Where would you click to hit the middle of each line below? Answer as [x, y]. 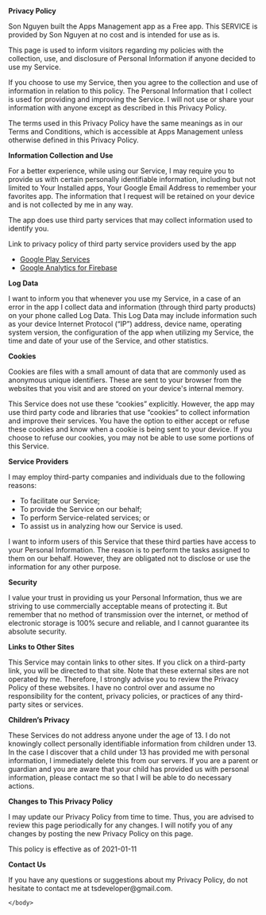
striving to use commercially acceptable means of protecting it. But [118, 606]
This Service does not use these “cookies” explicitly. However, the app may [132, 404]
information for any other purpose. [65, 567]
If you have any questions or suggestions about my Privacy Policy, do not [128, 880]
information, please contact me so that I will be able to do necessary [120, 777]
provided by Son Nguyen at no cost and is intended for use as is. [114, 35]
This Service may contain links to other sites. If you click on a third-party [127, 662]
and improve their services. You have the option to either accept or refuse [129, 421]
